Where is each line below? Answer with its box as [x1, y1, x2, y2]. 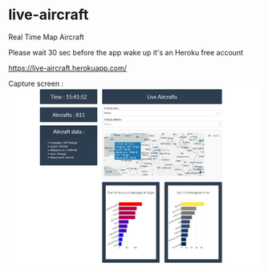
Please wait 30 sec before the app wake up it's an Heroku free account [8, 47, 243, 57]
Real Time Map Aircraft [8, 32, 84, 42]
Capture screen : [8, 79, 64, 88]
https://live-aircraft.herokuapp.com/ [8, 63, 127, 73]
